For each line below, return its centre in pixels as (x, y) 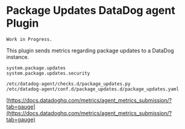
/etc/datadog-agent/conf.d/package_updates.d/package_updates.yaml (93, 89)
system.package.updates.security (48, 73)
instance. (18, 57)
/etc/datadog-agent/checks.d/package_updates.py (68, 84)
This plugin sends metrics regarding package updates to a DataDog (90, 50)
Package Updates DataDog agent (91, 11)
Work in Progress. (29, 39)
